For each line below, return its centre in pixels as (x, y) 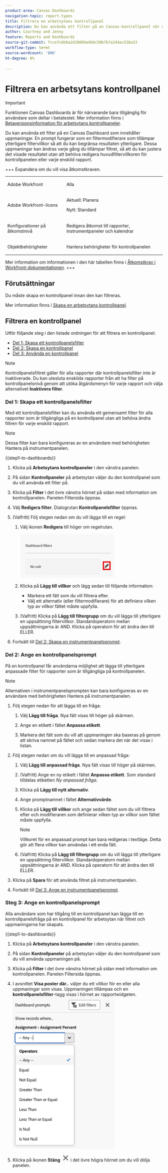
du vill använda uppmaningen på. (46, 959)
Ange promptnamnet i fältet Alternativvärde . (66, 799)
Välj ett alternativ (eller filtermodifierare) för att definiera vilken (91, 601)
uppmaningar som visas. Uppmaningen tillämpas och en (70, 989)
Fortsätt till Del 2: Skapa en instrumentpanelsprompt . (67, 642)
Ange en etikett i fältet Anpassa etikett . (60, 725)
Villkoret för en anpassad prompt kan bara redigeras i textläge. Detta (90, 839)
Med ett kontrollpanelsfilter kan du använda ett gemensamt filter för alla (79, 413)
